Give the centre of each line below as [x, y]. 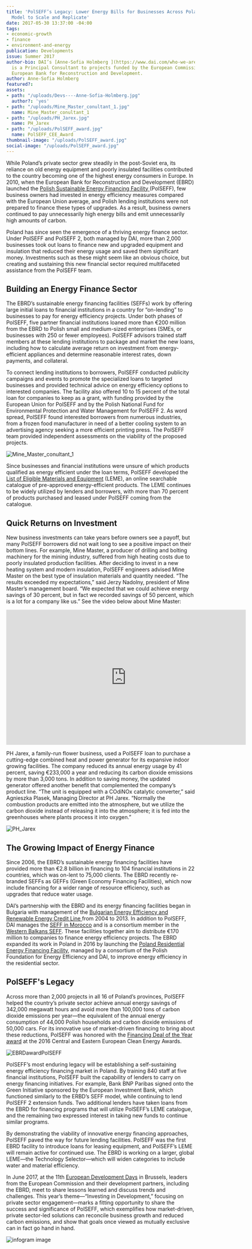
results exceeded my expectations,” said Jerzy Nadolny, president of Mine [98, 582]
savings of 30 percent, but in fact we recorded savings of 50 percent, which [100, 595]
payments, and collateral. [37, 361]
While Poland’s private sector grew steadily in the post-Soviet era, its [91, 163]
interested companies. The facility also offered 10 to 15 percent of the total [98, 392]
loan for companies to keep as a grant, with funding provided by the [90, 398]
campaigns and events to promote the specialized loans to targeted [89, 379]
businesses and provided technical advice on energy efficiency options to [97, 386]
